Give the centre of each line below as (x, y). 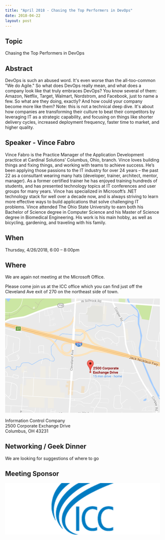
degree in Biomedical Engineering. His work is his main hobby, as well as (79, 217)
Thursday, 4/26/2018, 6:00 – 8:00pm (42, 250)
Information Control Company (35, 421)
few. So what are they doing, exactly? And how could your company (74, 101)
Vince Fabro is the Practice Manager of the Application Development (74, 154)
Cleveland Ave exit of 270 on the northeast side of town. (62, 292)
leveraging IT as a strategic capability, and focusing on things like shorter (79, 117)
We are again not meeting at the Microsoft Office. (55, 277)
